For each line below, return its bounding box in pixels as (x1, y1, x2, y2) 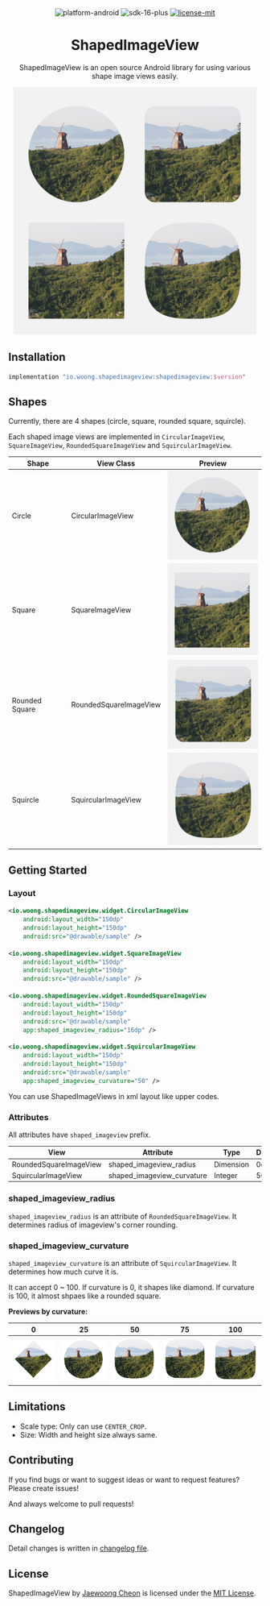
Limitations (8, 1400, 66, 1413)
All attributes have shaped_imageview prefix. (8, 1130, 151, 1139)
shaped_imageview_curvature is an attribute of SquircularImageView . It (8, 1259, 237, 1268)
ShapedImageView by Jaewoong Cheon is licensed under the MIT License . (8, 1588, 256, 1598)
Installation (8, 351, 66, 364)
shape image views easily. (91, 71, 179, 81)
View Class (96, 459, 136, 468)
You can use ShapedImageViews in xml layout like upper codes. (8, 1091, 219, 1101)
